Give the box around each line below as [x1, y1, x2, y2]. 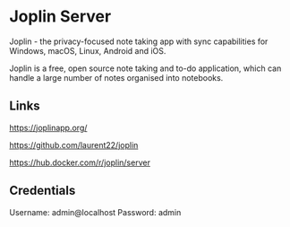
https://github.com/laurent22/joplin [9, 139, 139, 150]
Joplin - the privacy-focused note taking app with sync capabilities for [9, 36, 269, 47]
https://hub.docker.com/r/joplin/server [9, 157, 150, 168]
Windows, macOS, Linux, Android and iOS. [9, 45, 166, 56]
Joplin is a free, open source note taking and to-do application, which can [9, 63, 282, 74]
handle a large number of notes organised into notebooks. [9, 72, 224, 83]
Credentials [9, 183, 76, 198]
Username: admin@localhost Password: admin [9, 206, 182, 217]
